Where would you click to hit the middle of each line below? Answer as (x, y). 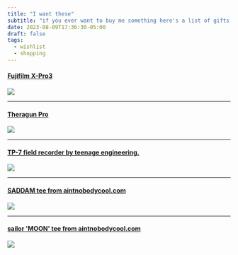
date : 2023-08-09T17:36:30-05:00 (57, 27)
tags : (15, 40)
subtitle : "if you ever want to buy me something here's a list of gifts (119, 21)
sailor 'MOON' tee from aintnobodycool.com (74, 229)
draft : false (27, 34)
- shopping (30, 54)
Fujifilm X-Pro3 (30, 76)
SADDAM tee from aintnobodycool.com (67, 191)
